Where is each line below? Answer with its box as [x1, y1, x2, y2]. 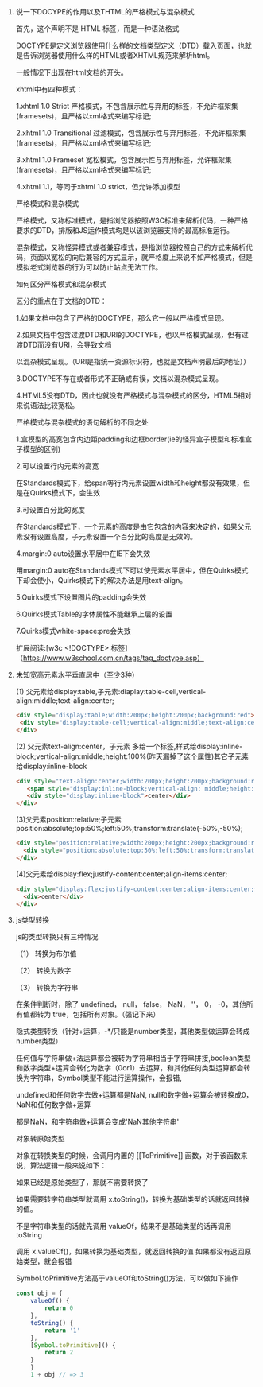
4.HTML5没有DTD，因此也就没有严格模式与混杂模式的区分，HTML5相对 [15, 390, 252, 400]
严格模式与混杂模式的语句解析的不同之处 [15, 418, 149, 427]
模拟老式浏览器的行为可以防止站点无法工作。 [15, 262, 163, 272]
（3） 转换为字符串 [15, 983, 79, 993]
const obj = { [15, 1289, 63, 1298]
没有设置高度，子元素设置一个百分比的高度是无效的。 [22, 532, 197, 541]
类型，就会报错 [22, 1257, 72, 1266]
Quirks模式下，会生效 [29, 488, 101, 497]
